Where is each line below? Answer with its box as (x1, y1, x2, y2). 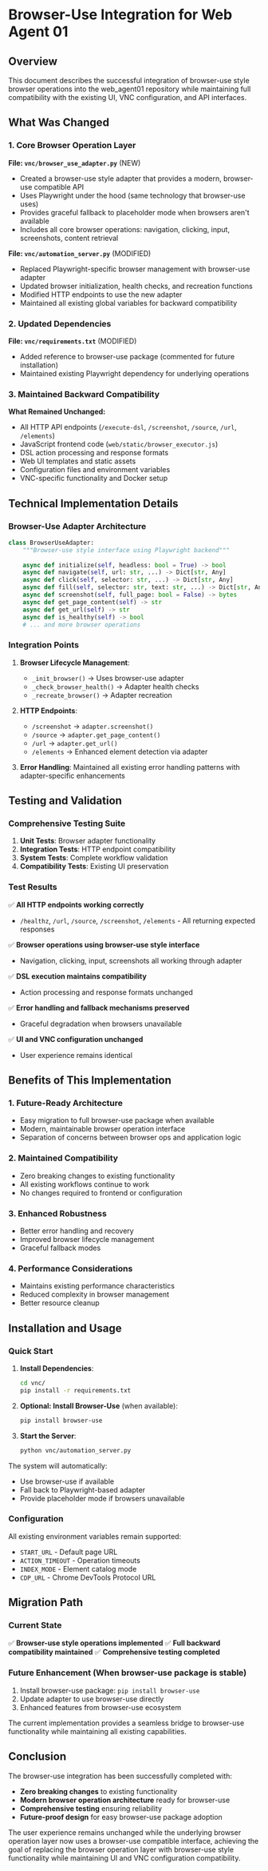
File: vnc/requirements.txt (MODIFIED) (8, 336, 137, 346)
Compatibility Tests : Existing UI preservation (19, 862, 169, 871)
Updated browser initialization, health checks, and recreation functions (19, 281, 253, 290)
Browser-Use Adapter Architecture (8, 520, 147, 531)
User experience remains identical (19, 1050, 133, 1060)
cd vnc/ (19, 1379, 45, 1388)
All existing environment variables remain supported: (8, 1531, 182, 1541)
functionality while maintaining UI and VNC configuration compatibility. (8, 1853, 241, 1862)
